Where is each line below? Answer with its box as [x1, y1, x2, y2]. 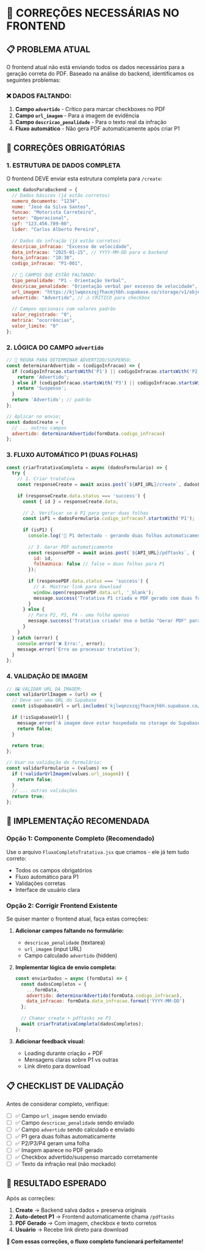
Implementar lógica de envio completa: [15, 963, 117, 971]
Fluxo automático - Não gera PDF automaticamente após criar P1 [15, 125, 180, 133]
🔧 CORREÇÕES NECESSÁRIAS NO [6, 6, 180, 20]
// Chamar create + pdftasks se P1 [21, 1015, 112, 1021]
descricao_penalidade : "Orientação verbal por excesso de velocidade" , [12, 283, 198, 290]
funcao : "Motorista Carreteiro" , [12, 210, 97, 216]
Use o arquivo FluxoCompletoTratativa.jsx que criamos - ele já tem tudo [6, 848, 189, 855]
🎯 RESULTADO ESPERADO [6, 1178, 107, 1189]
